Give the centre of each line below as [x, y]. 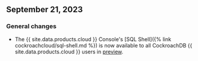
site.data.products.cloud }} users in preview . [69, 52]
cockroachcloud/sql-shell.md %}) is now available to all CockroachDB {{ [103, 45]
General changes [31, 26]
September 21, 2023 [45, 10]
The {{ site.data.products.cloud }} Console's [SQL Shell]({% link [93, 39]
